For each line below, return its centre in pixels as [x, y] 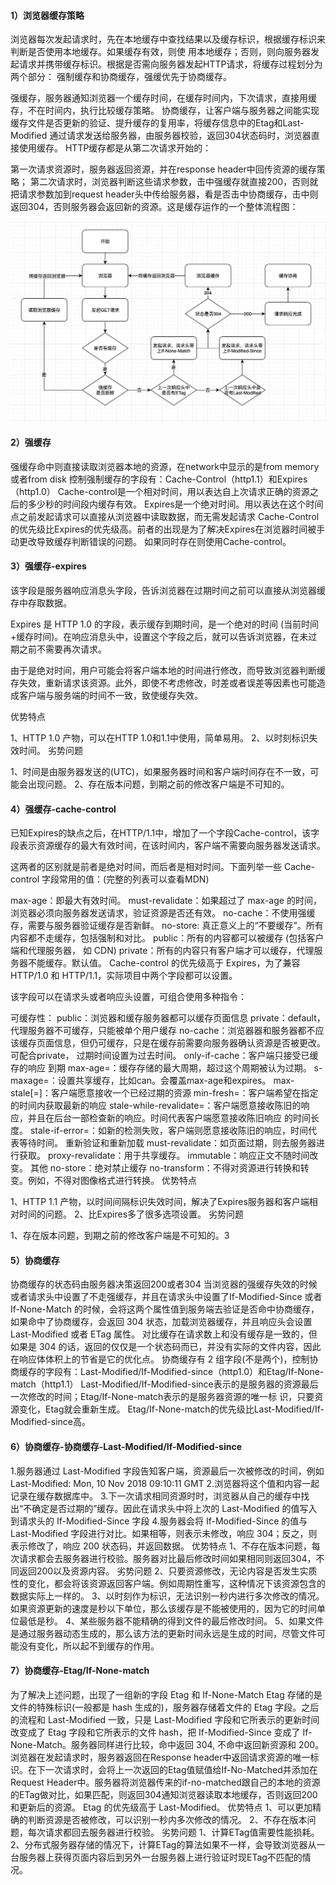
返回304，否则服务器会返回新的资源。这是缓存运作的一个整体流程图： [154, 207]
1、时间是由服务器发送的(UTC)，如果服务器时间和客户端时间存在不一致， [160, 772]
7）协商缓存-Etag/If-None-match [80, 1671]
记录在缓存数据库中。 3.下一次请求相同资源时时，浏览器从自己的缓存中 [156, 1496]
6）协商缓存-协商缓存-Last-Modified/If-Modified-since [126, 1447]
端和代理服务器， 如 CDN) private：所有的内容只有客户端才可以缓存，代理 [162, 951]
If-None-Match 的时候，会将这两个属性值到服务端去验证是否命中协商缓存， [165, 1309]
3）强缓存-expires [48, 566]
